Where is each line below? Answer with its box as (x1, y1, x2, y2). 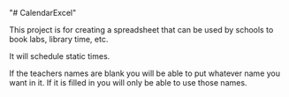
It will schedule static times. (9, 51, 110, 61)
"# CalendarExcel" (9, 8, 77, 18)
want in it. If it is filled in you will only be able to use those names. (9, 78, 247, 87)
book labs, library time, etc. (9, 34, 109, 44)
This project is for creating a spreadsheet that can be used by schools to (9, 25, 274, 34)
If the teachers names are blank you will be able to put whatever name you (9, 68, 281, 78)
